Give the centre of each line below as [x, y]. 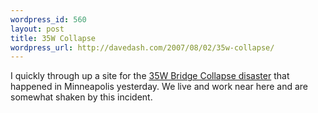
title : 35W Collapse [53, 38]
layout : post [37, 29]
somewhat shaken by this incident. [81, 97]
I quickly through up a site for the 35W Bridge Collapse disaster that [150, 76]
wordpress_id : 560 [48, 19]
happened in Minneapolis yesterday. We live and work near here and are [159, 87]
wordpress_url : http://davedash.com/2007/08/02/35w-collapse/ [142, 47]
